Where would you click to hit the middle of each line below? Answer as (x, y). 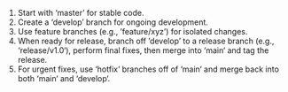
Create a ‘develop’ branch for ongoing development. (113, 22)
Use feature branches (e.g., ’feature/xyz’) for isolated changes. (132, 31)
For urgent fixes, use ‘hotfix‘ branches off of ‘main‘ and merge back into (148, 69)
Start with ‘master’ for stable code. (81, 13)
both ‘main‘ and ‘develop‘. (64, 78)
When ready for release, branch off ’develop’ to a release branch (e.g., (146, 41)
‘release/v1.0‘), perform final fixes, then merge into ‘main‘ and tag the (143, 50)
